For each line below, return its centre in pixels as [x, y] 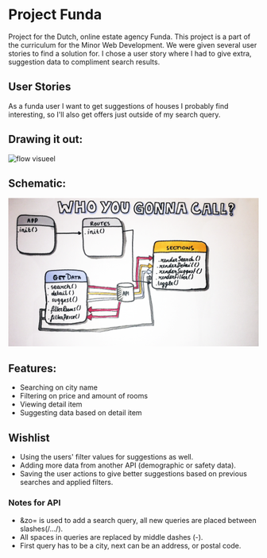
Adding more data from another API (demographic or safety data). [128, 465]
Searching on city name [58, 387]
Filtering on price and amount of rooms [84, 396]
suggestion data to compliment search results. [84, 62]
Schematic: [37, 183]
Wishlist [29, 438]
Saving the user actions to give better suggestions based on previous [133, 474]
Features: [33, 369]
